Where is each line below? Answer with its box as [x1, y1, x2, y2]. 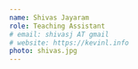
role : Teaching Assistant [9, 22, 105, 30]
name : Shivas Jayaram [9, 13, 90, 22]
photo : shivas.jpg [9, 47, 77, 56]
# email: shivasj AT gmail [9, 30, 110, 39]
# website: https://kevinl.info [9, 38, 129, 47]
